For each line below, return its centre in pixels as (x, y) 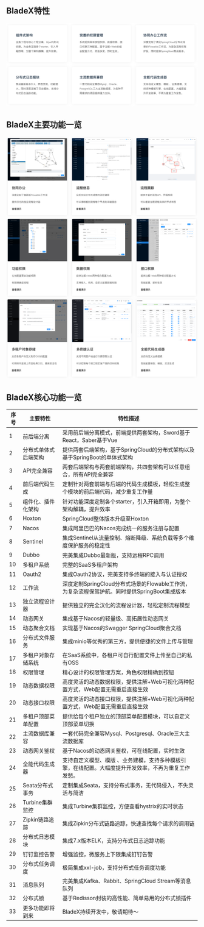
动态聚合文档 (39, 628)
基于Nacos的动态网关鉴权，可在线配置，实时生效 (124, 751)
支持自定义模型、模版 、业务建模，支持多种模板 (121, 760)
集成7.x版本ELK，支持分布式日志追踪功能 (114, 840)
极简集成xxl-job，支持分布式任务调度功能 (114, 867)
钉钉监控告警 (39, 854)
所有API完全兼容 (93, 475)
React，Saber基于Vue (90, 440)
